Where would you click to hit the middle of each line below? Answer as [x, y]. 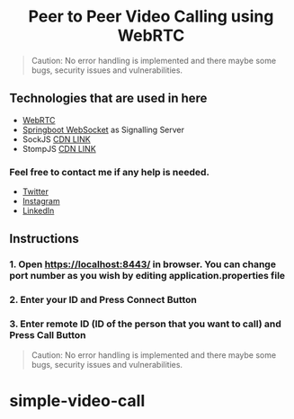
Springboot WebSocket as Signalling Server [103, 129]
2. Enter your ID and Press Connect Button [103, 300]
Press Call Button [48, 335]
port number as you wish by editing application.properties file [147, 276]
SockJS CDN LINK [57, 139]
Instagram [41, 201]
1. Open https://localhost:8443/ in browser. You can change [143, 264]
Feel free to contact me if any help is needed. [109, 172]
